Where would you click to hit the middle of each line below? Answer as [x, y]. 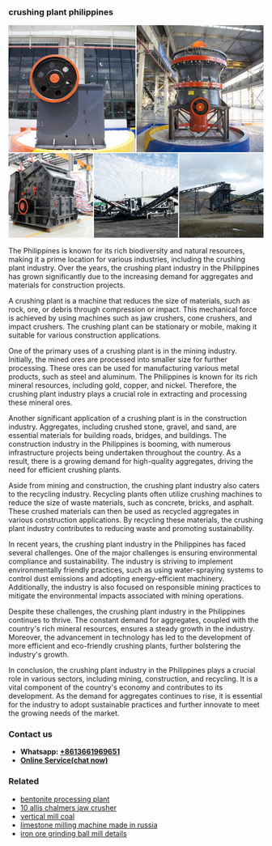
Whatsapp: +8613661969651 [70, 752]
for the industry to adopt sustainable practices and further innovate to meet [134, 704]
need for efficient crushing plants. [65, 470]
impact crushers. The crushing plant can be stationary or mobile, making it [133, 326]
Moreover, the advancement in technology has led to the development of [130, 637]
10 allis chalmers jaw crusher [68, 807]
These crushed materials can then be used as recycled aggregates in [124, 511]
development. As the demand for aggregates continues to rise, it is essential [136, 695]
